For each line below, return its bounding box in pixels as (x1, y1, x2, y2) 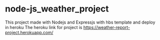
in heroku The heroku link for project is (5, 24, 82, 30)
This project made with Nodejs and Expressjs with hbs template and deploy (5, 19, 156, 25)
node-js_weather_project (5, 3, 109, 14)
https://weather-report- (83, 24, 130, 30)
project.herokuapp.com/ (5, 29, 53, 35)
